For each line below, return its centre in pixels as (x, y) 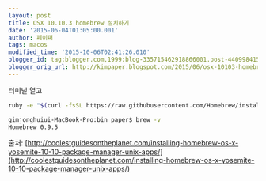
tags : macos (28, 45)
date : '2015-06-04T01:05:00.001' (63, 30)
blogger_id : (28, 60)
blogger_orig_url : (38, 67)
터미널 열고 (25, 90)
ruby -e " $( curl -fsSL (46, 105)
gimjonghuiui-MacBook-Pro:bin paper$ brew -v (84, 119)
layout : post (30, 15)
